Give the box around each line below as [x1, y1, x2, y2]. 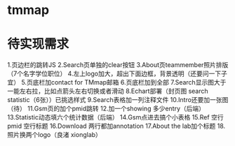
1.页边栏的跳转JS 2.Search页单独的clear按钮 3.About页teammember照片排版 [7, 61, 229, 69]
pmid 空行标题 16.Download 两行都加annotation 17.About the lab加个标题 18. [7, 122, 226, 131]
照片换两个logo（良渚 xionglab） [7, 131, 102, 139]
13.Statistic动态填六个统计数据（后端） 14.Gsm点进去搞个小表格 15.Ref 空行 [7, 113, 224, 122]
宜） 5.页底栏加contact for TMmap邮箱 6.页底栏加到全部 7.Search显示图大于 [7, 78, 227, 87]
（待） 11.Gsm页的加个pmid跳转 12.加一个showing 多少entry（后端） [7, 104, 206, 113]
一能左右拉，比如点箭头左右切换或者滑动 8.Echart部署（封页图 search [7, 87, 208, 96]
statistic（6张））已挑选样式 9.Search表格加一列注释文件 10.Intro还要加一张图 [7, 96, 229, 104]
